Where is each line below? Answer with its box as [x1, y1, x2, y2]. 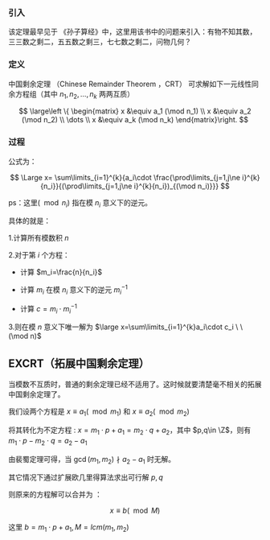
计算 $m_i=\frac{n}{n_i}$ [19, 267, 103, 277]
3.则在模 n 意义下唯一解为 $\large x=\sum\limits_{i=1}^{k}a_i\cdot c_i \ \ [8, 322, 243, 332]
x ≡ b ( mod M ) [109, 505, 161, 516]
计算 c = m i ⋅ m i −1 [19, 302, 78, 315]
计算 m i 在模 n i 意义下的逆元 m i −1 [19, 283, 129, 296]
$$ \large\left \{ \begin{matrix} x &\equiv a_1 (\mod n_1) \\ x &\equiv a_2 [18, 106, 252, 116]
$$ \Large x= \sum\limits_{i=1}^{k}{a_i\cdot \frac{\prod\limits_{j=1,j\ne [10, 172, 241, 182]
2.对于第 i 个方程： [8, 250, 70, 260]
